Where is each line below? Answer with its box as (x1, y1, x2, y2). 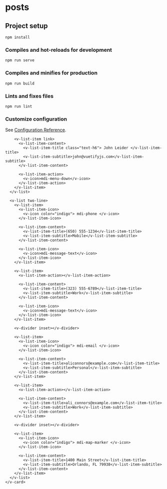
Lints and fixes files (5, 92, 54, 100)
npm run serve (5, 58, 35, 63)
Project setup (5, 22, 48, 30)
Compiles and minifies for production (5, 69, 97, 76)
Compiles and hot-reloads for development (5, 46, 112, 53)
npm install (5, 35, 30, 40)
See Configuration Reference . (5, 127, 66, 133)
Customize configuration (5, 115, 67, 122)
